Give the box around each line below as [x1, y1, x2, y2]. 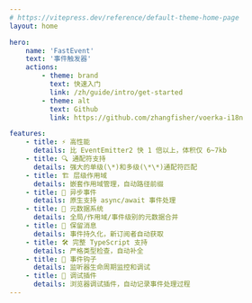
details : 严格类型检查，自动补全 [32, 246, 144, 255]
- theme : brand [41, 71, 99, 81]
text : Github [49, 104, 99, 113]
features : [9, 129, 47, 138]
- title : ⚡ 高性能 [25, 138, 91, 147]
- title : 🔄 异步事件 [25, 188, 97, 197]
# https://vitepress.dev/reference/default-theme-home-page [9, 13, 240, 22]
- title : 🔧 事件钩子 [25, 254, 97, 263]
